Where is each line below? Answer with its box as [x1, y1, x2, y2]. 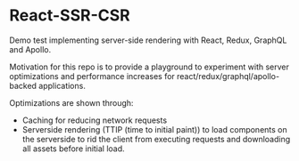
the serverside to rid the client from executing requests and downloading [21, 133, 291, 144]
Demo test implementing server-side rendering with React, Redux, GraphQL [9, 35, 287, 45]
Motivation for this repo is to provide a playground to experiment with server [9, 61, 290, 72]
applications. [38, 80, 87, 91]
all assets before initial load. [21, 143, 125, 154]
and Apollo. [9, 44, 52, 54]
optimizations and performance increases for [9, 70, 176, 81]
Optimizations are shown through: [9, 97, 134, 108]
